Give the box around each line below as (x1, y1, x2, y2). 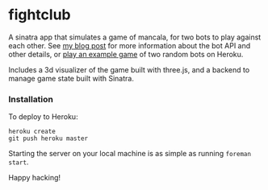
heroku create (8, 127, 57, 136)
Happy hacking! (8, 173, 61, 183)
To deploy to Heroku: (8, 112, 78, 122)
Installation (8, 93, 54, 105)
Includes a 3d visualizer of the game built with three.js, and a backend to (8, 64, 250, 74)
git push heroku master (8, 134, 89, 142)
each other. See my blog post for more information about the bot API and (8, 40, 251, 50)
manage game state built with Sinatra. (8, 73, 135, 83)
